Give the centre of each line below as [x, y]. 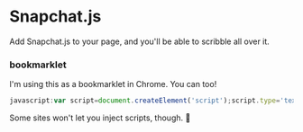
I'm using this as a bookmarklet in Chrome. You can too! [113, 84]
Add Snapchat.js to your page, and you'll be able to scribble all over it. [140, 41]
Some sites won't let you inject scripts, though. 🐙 [100, 118]
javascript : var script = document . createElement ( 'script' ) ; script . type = [145, 101]
